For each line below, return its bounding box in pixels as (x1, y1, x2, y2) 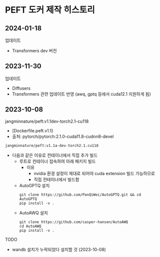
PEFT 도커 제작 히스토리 (5, 4, 96, 16)
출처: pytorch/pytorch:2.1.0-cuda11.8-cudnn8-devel (12, 133, 114, 139)
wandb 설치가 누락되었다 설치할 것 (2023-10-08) (12, 246, 106, 252)
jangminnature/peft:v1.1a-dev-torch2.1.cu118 (5, 143, 98, 148)
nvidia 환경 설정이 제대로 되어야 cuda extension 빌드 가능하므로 (33, 170, 155, 176)
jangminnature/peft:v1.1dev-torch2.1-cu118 (5, 118, 89, 124)
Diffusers (12, 85, 31, 91)
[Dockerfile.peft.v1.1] (12, 128, 53, 133)
